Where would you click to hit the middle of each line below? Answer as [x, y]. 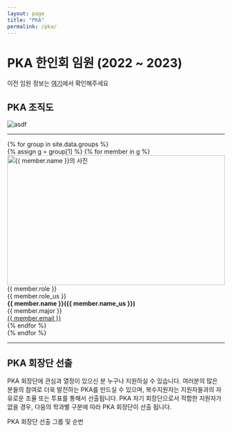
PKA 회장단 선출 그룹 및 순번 [46, 421]
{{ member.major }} [35, 311]
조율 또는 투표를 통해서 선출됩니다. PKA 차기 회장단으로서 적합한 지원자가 [124, 398]
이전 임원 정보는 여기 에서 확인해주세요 [58, 83]
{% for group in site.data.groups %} [58, 144]
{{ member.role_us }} [37, 296]
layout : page [26, 13]
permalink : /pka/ [32, 26]
